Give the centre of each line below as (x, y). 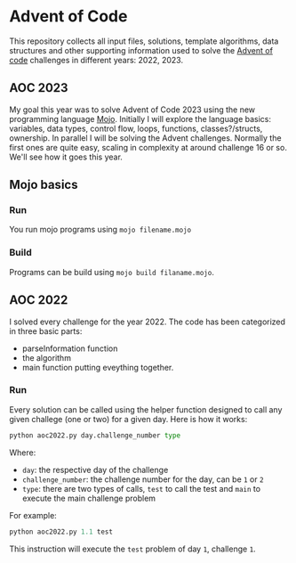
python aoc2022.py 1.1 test (61, 532)
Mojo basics (44, 185)
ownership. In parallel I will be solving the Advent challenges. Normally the (145, 138)
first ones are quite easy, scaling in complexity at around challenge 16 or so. (148, 147)
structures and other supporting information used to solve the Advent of (141, 50)
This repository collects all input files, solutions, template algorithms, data (144, 41)
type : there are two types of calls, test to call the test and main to (141, 488)
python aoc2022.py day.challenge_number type (95, 435)
